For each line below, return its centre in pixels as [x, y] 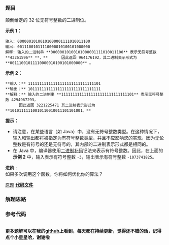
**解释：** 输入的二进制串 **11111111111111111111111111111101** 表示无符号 [82, 95]
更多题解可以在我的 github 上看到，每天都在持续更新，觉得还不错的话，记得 [83, 231]
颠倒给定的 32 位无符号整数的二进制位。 [47, 20]
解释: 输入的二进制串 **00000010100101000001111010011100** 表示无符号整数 [81, 52]
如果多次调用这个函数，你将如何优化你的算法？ [54, 174]
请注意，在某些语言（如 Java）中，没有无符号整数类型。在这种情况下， [87, 132]
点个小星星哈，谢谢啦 [27, 237]
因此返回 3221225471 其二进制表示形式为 [57, 105]
